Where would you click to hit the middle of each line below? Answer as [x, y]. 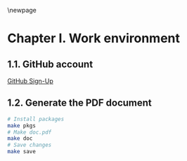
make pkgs [22, 125]
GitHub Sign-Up [31, 81]
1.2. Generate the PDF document [80, 103]
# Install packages [36, 119]
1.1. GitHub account [50, 64]
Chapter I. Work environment [94, 38]
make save [22, 152]
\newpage [22, 10]
